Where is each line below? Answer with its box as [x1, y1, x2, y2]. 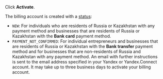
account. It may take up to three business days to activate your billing [12, 64, 151, 70]
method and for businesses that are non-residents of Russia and [12, 48, 141, 54]
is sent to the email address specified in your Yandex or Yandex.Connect [12, 59, 157, 64]
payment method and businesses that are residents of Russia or [12, 28, 140, 33]
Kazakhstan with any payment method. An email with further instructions [12, 54, 158, 60]
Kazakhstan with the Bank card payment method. [12, 33, 112, 39]
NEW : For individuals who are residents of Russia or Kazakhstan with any [12, 23, 155, 29]
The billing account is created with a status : [5, 14, 92, 19]
